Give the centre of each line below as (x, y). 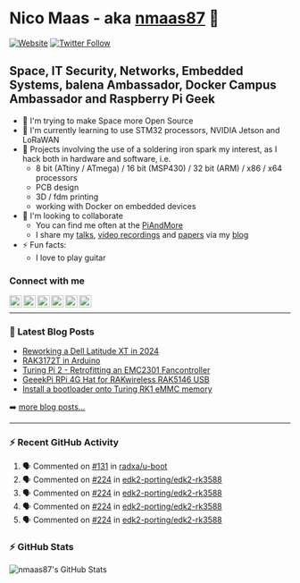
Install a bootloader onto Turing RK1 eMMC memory (117, 389)
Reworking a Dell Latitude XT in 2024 (90, 351)
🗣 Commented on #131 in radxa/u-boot (95, 466)
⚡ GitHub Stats (42, 546)
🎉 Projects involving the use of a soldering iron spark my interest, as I (150, 149)
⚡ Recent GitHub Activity (64, 443)
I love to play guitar (71, 258)
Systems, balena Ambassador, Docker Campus (143, 85)
